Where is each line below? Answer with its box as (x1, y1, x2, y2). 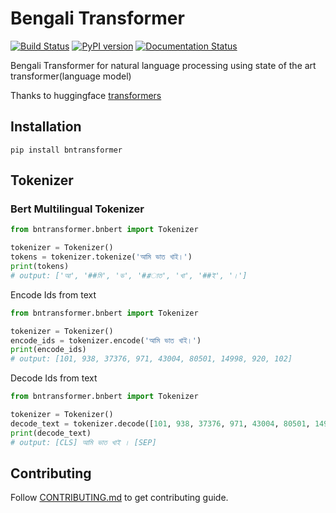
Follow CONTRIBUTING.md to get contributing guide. (10, 492, 229, 504)
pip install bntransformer (10, 145, 123, 155)
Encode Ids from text (10, 288, 97, 301)
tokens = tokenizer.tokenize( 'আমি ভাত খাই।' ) (10, 252, 193, 262)
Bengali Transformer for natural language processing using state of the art (10, 59, 317, 71)
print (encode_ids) (10, 345, 87, 355)
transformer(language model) (10, 70, 132, 82)
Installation (10, 118, 82, 136)
